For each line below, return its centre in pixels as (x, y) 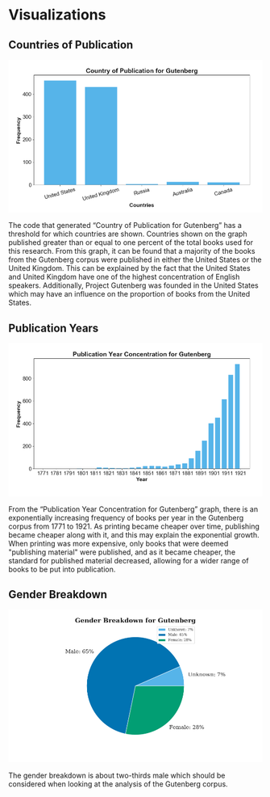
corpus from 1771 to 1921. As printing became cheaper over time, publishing (134, 526)
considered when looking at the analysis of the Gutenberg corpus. (118, 784)
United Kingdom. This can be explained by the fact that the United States (130, 268)
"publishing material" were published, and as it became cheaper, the (122, 552)
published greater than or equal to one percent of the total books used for (131, 242)
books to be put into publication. (62, 569)
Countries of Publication (71, 45)
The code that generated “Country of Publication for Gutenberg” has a (125, 226)
